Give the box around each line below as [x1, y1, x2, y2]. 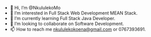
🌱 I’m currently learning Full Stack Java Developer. [10, 15, 116, 21]
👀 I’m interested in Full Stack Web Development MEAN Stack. [10, 10, 138, 16]
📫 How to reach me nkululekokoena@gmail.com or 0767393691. [10, 26, 146, 32]
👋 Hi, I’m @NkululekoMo [10, 5, 61, 10]
